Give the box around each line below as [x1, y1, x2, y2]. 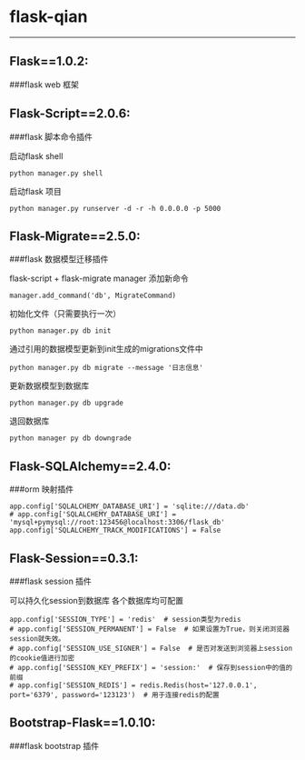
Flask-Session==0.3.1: [9, 550, 139, 565]
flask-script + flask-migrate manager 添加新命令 [9, 273, 189, 284]
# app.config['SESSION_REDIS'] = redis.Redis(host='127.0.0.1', [9, 681, 258, 690]
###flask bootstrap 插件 [9, 740, 100, 751]
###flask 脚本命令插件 [9, 131, 93, 142]
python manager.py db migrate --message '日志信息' [9, 364, 204, 373]
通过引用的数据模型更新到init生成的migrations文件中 [9, 344, 204, 355]
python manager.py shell [9, 168, 103, 178]
